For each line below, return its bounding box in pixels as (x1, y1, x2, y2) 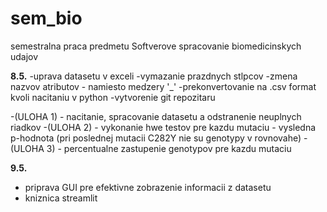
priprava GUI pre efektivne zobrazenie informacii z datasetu (24, 181, 272, 193)
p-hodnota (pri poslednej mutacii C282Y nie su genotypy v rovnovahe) (10, 132, 302, 144)
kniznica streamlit (24, 192, 98, 204)
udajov (10, 50, 39, 62)
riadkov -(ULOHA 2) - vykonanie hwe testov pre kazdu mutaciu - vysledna (10, 121, 317, 133)
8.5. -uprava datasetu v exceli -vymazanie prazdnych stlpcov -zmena (10, 70, 298, 82)
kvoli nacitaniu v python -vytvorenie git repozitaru (10, 91, 216, 103)
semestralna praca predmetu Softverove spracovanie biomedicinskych (10, 40, 302, 52)
